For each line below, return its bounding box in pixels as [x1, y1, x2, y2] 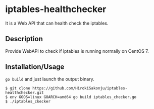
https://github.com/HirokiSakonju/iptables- [32, 85, 128, 91]
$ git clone [5, 85, 30, 91]
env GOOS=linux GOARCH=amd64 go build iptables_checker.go [10, 94, 137, 99]
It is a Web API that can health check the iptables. [5, 20, 109, 26]
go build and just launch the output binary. [5, 76, 94, 82]
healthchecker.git [5, 90, 44, 95]
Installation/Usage [5, 63, 65, 71]
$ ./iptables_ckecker [5, 99, 51, 104]
